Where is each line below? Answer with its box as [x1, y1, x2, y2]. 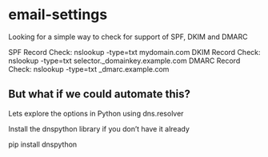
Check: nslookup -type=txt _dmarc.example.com [8, 64, 170, 73]
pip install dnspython [8, 139, 78, 149]
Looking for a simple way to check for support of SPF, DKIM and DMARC [8, 32, 248, 41]
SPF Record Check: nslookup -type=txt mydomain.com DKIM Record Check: [8, 47, 262, 57]
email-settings [8, 6, 108, 24]
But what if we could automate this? [8, 88, 190, 101]
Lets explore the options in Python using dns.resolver [8, 108, 184, 118]
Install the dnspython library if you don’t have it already [8, 124, 190, 133]
